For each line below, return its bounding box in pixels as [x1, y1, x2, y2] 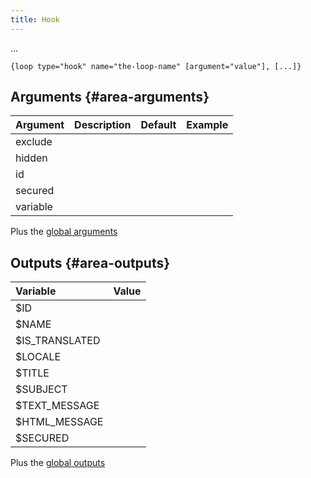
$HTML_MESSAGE [15, 415, 104, 429]
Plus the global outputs [10, 457, 106, 469]
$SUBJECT [15, 382, 68, 396]
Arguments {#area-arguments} [10, 89, 210, 106]
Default [140, 118, 177, 132]
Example [186, 118, 229, 132]
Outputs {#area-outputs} [10, 254, 171, 271]
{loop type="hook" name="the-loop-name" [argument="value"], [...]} [10, 61, 302, 71]
